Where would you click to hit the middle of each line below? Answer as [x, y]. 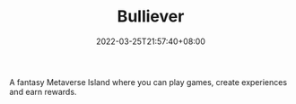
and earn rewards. [43, 91]
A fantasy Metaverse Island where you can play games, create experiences [148, 82]
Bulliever [151, 17]
